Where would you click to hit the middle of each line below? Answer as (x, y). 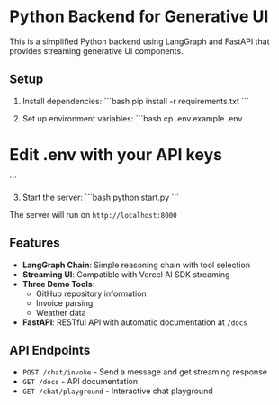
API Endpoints (50, 350)
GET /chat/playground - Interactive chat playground (117, 391)
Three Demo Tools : (58, 283)
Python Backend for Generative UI (139, 17)
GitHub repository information (91, 293)
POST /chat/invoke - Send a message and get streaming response (145, 372)
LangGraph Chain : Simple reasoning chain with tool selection (136, 265)
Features (35, 243)
